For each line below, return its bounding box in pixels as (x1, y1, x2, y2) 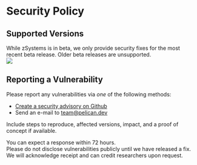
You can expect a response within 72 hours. (6, 138, 116, 146)
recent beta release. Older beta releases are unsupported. (6, 51, 152, 58)
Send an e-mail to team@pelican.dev (15, 109, 108, 116)
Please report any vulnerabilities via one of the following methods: (6, 90, 172, 98)
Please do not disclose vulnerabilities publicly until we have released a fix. (6, 145, 192, 152)
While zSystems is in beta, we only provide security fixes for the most (6, 44, 181, 52)
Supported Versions (6, 29, 84, 39)
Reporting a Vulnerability (6, 75, 103, 85)
